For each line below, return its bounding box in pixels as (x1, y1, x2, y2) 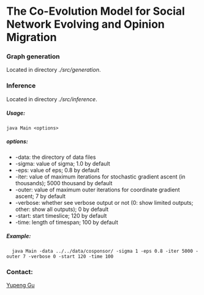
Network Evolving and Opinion (6, 17, 165, 31)
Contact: (6, 267, 33, 276)
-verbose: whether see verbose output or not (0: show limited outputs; (15, 199, 194, 206)
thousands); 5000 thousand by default (15, 179, 113, 186)
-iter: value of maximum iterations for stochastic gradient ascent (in (15, 173, 186, 180)
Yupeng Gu (6, 281, 35, 289)
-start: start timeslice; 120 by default (15, 212, 107, 219)
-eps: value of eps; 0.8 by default (15, 166, 100, 174)
